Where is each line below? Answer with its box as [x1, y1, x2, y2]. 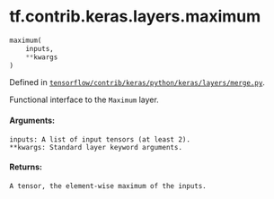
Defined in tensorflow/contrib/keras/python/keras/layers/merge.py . [9, 77, 265, 88]
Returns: [9, 161, 43, 172]
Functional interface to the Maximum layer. [9, 94, 159, 105]
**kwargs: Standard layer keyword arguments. [9, 143, 182, 151]
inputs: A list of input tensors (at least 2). [9, 134, 191, 144]
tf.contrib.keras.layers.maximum [9, 6, 261, 27]
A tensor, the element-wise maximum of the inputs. [9, 181, 207, 190]
